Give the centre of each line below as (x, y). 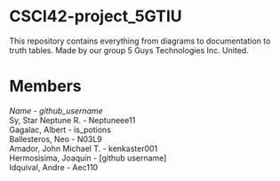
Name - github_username (56, 110)
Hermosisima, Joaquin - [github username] (88, 158)
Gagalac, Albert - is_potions (60, 130)
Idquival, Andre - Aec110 (54, 167)
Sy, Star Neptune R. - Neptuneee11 (72, 120)
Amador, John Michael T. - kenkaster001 (84, 148)
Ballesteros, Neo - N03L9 (56, 138)
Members (45, 87)
